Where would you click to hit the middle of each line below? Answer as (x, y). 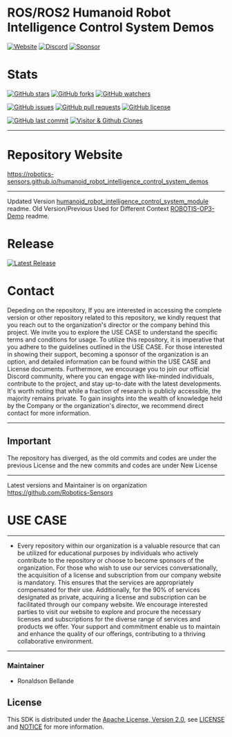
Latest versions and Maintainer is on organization (77, 485)
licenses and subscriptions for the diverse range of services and (109, 619)
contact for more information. (49, 413)
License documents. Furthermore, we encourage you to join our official (108, 368)
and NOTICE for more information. (56, 727)
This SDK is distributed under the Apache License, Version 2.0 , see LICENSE (116, 719)
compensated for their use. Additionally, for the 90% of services (108, 590)
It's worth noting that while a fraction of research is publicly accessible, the (114, 391)
